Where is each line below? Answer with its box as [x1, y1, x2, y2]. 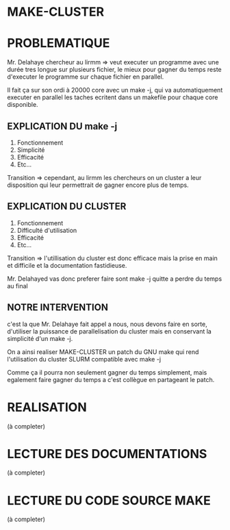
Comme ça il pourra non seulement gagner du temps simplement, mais [7, 368, 207, 377]
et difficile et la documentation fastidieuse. [7, 261, 127, 269]
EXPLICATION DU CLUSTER [7, 201, 127, 212]
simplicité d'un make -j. [7, 334, 73, 342]
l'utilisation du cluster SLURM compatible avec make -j [7, 355, 162, 363]
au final [7, 281, 29, 290]
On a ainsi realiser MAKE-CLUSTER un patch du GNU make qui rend [7, 347, 199, 356]
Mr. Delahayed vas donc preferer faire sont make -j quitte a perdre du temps [7, 275, 222, 283]
